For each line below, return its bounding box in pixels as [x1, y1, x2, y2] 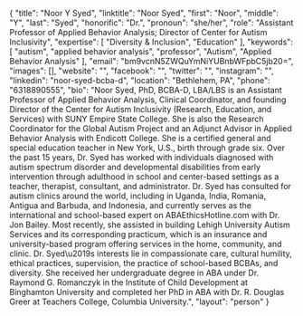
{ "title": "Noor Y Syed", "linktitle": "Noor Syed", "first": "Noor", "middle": [9, 8, 279, 18]
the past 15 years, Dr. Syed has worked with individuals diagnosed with [9, 152, 274, 162]
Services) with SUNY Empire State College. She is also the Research [9, 113, 264, 124]
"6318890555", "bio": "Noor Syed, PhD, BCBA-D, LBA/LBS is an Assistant [9, 85, 282, 95]
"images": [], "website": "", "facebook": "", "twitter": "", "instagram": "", [9, 65, 274, 76]
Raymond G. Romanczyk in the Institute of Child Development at [9, 277, 249, 288]
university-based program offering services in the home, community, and [9, 239, 282, 249]
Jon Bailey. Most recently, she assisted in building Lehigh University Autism [9, 219, 291, 230]
